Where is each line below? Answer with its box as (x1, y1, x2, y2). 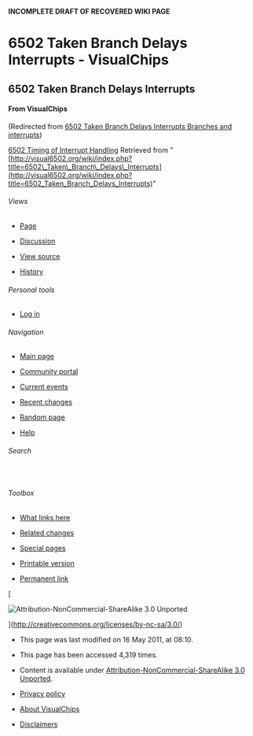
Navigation (8, 327, 45, 337)
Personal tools (8, 285, 55, 294)
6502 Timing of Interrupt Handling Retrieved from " (8, 145, 174, 154)
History (19, 267, 44, 276)
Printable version (19, 558, 75, 568)
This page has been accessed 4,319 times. (19, 649, 159, 660)
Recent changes (19, 398, 73, 407)
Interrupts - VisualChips (8, 51, 169, 69)
